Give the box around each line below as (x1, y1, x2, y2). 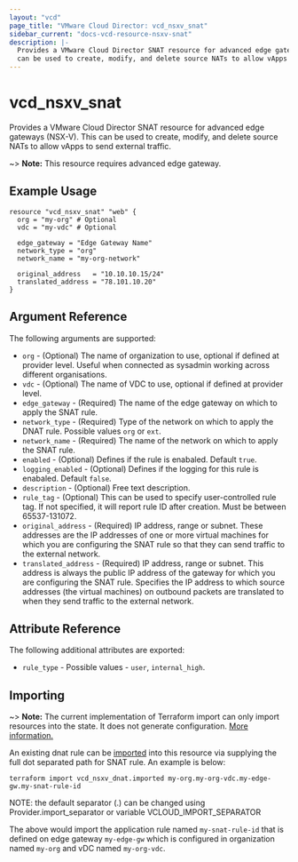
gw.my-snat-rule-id (9, 782, 82, 791)
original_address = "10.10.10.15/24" (17, 269, 165, 278)
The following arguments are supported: (9, 332, 157, 343)
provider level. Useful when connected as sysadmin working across (21, 359, 271, 370)
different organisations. (21, 369, 108, 379)
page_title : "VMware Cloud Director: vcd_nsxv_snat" (9, 21, 208, 30)
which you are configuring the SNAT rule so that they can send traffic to (21, 539, 286, 549)
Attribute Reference (9, 621, 122, 636)
